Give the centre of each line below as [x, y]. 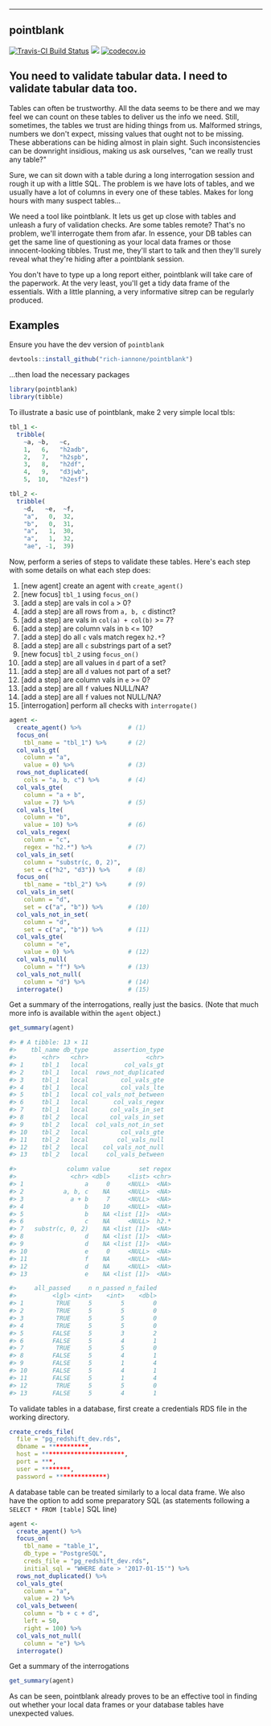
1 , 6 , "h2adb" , [56, 450]
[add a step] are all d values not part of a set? [96, 672]
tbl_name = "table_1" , [62, 1546]
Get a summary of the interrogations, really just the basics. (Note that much [134, 1005]
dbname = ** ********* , [54, 1447]
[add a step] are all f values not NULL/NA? [91, 697]
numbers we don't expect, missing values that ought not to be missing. [127, 134]
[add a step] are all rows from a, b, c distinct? [98, 611]
